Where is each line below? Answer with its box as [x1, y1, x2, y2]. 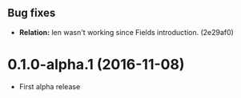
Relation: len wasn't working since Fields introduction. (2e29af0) [18, 27, 234, 37]
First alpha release [18, 81, 81, 91]
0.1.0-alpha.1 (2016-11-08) [7, 56, 185, 73]
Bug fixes [7, 6, 56, 20]
